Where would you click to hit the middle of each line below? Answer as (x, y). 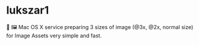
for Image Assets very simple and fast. (54, 36)
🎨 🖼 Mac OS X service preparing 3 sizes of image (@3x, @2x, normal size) (100, 27)
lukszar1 (28, 10)
